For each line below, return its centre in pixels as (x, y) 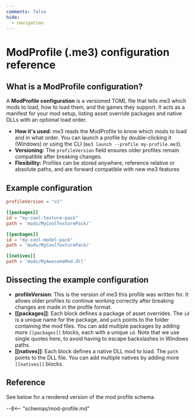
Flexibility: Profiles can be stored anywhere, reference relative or (95, 163)
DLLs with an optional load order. (47, 120)
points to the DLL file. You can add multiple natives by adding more (97, 357)
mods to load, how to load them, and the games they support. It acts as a (96, 107)
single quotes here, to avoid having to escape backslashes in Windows (101, 338)
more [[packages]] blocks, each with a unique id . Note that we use (97, 332)
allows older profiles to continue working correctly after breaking (94, 300)
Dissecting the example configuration (77, 280)
